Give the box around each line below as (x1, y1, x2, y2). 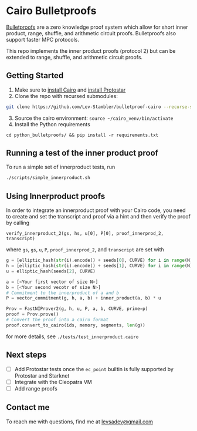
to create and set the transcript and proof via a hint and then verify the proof (6, 213, 191, 220)
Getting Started (6, 70, 64, 80)
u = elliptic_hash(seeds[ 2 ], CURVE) (6, 268, 96, 274)
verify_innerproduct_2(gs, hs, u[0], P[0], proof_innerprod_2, (6, 231, 164, 237)
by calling (6, 219, 30, 227)
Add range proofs (14, 385, 57, 392)
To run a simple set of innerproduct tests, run (6, 163, 116, 171)
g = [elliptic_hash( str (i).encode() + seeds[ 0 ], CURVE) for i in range (6, 257, 185, 264)
